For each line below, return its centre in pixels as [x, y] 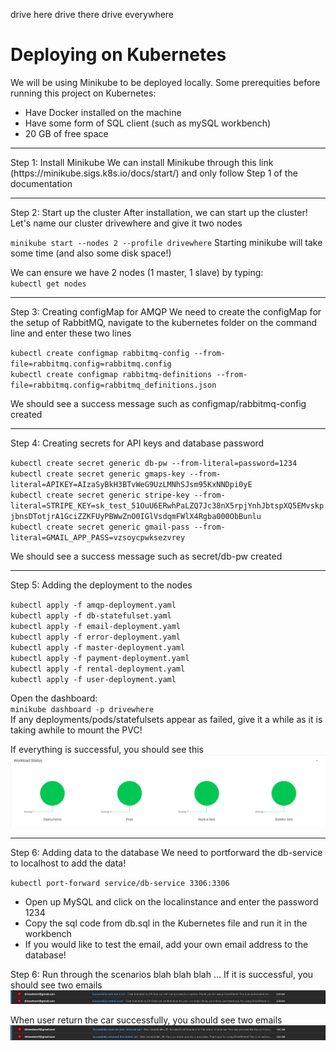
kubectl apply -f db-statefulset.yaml [91, 615]
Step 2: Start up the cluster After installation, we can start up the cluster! [159, 212]
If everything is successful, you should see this [107, 749]
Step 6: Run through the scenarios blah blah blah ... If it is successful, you [162, 974]
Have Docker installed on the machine [103, 112]
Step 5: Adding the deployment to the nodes [101, 585]
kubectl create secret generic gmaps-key [98, 474]
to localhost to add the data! [68, 863]
